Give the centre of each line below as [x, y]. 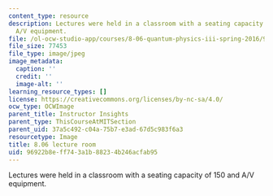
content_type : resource [49, 16]
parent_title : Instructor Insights [69, 115]
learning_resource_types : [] [58, 91]
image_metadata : [36, 62]
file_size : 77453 [38, 46]
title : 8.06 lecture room [52, 144]
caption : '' [36, 69]
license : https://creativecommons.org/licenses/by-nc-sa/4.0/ [116, 99]
